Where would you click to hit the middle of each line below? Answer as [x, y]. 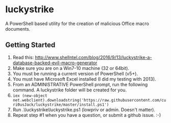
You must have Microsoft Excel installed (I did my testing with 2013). [84, 79]
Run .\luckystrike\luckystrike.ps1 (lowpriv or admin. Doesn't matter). [84, 109]
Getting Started [30, 45]
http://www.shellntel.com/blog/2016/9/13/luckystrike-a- [93, 57]
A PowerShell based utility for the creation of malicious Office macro [77, 23]
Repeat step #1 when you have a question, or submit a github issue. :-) [87, 115]
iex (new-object [30, 95]
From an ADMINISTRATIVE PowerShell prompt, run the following [80, 84]
